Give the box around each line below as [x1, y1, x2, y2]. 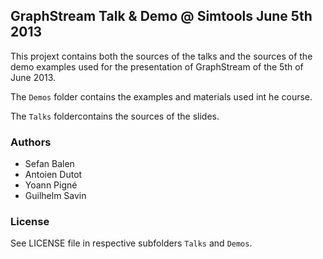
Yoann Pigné [24, 179, 78, 191]
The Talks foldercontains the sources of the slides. [10, 110, 220, 122]
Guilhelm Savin [24, 190, 87, 202]
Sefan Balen [24, 158, 75, 170]
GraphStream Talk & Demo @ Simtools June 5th [10, 8, 313, 25]
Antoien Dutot [24, 169, 83, 181]
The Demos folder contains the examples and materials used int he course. [10, 90, 313, 103]
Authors [10, 135, 52, 149]
